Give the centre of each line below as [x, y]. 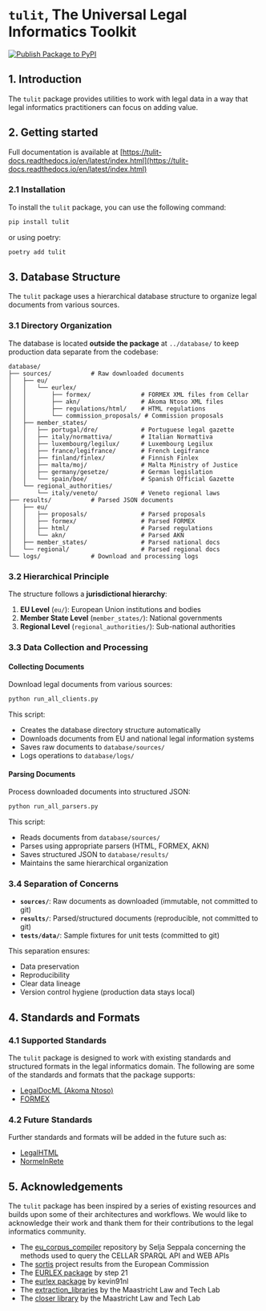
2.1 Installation [37, 190]
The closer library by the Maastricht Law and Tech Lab [110, 1298]
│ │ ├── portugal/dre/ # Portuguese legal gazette [121, 430]
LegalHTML [39, 1153]
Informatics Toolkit [73, 32]
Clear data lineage [50, 984]
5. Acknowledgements [66, 1186]
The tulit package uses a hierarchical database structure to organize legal [133, 296]
